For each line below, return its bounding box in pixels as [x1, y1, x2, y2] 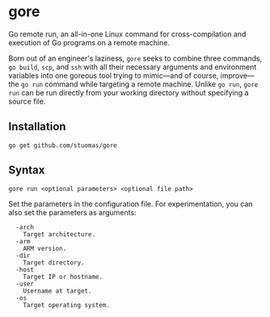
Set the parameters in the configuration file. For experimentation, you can [8, 199, 253, 209]
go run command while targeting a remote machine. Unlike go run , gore [20, 79, 259, 89]
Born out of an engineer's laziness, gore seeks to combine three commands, [8, 53, 263, 63]
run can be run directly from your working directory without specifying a [8, 87, 249, 97]
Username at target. [23, 286, 92, 295]
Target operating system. [23, 301, 111, 309]
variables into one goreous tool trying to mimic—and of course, [8, 70, 219, 80]
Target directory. [23, 258, 85, 267]
